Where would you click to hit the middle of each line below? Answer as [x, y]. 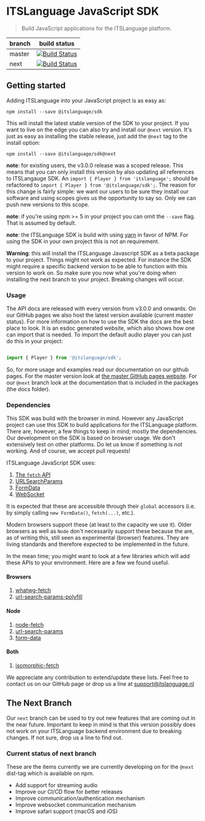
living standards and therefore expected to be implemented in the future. [98, 544]
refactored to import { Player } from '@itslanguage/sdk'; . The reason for [101, 185]
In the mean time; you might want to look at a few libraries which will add [98, 556]
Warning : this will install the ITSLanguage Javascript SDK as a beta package [103, 253]
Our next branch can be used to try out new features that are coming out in [101, 718]
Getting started [36, 86]
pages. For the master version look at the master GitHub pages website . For [102, 376]
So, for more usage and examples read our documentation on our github [98, 369]
